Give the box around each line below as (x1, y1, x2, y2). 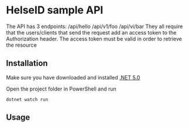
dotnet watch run (6, 96, 49, 102)
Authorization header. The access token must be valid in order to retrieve (6, 35, 183, 42)
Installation (6, 58, 48, 68)
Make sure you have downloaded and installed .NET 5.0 (6, 74, 140, 81)
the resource (6, 41, 37, 49)
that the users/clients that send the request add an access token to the (6, 29, 177, 36)
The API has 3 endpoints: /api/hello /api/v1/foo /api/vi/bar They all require (6, 23, 183, 30)
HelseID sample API (6, 4, 104, 17)
